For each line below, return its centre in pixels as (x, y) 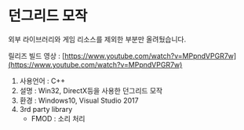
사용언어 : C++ (42, 81)
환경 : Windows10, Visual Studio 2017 (79, 100)
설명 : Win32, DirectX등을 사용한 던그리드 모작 (91, 90)
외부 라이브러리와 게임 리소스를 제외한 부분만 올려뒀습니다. (97, 39)
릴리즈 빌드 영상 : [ (36, 56)
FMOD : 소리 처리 (58, 118)
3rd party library (46, 109)
